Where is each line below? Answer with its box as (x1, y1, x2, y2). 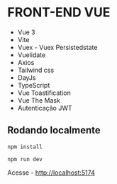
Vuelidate (17, 51, 46, 59)
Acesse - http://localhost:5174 (7, 168, 96, 177)
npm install (7, 143, 43, 150)
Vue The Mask (17, 96, 60, 104)
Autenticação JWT (17, 103, 72, 112)
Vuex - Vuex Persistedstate (17, 43, 98, 51)
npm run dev (7, 155, 43, 163)
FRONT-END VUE (7, 4, 111, 21)
